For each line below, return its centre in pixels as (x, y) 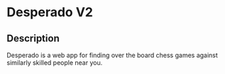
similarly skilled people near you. (55, 63)
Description (33, 38)
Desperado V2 (50, 12)
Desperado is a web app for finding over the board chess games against (112, 55)
